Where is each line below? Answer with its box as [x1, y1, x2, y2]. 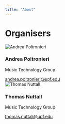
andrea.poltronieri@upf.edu [5, 76, 60, 82]
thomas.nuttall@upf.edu [5, 114, 53, 120]
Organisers [5, 28, 51, 39]
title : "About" [5, 7, 36, 12]
